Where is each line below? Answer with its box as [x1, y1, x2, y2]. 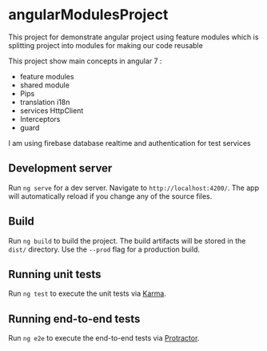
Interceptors [19, 114, 61, 123]
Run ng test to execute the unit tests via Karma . [8, 288, 166, 298]
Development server [8, 162, 113, 175]
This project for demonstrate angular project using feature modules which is [8, 32, 259, 42]
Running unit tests [8, 267, 102, 281]
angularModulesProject [8, 6, 169, 24]
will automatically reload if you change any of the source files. [8, 191, 213, 201]
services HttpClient [19, 106, 84, 115]
